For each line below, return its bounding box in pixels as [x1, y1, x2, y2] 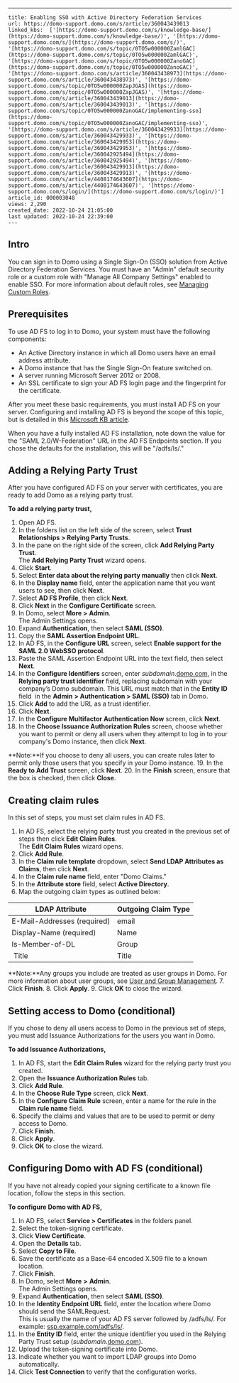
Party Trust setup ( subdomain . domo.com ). [18, 1337, 143, 1345]
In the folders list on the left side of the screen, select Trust [18, 526, 192, 534]
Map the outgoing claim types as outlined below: [18, 888, 161, 896]
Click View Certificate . [18, 1231, 87, 1240]
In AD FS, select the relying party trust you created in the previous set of [18, 827, 230, 836]
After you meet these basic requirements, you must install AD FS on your [8, 399, 221, 409]
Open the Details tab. [18, 1239, 82, 1247]
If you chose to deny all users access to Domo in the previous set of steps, [8, 1024, 226, 1033]
